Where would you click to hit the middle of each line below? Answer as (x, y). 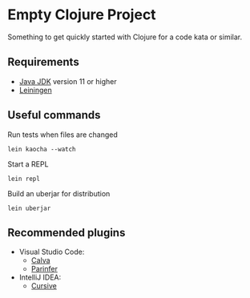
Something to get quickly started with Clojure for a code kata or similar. (125, 37)
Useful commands (54, 115)
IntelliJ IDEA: (40, 277)
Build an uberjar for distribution (59, 193)
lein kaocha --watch (42, 149)
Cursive (44, 286)
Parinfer (44, 269)
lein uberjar (29, 208)
